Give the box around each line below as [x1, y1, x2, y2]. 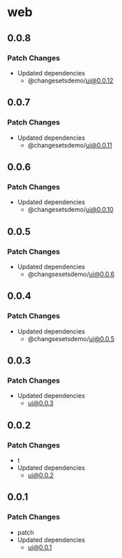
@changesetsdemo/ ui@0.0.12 [27, 76, 114, 85]
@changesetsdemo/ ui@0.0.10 [27, 206, 114, 214]
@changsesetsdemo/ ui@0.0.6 [27, 270, 115, 278]
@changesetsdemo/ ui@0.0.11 [27, 141, 113, 149]
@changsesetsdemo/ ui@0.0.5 [27, 334, 115, 343]
